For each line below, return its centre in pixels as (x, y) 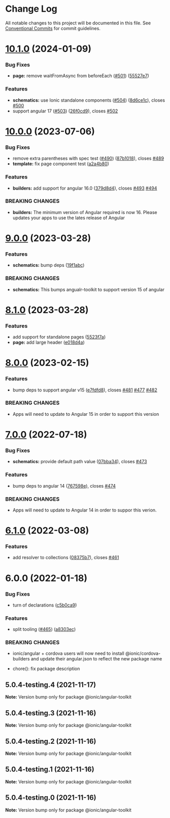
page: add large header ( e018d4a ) (48, 342)
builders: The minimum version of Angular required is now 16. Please (85, 212)
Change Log (31, 9)
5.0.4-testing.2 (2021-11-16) (51, 741)
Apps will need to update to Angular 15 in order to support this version (86, 414)
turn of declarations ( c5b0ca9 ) (45, 605)
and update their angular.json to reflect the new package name (96, 659)
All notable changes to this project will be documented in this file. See (78, 23)
